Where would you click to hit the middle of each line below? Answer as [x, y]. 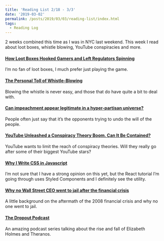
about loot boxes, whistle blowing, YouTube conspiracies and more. [73, 47]
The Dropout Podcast [27, 217]
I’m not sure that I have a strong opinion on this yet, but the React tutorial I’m [82, 174]
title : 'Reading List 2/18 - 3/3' [41, 10]
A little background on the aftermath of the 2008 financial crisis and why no [82, 201]
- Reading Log [24, 28]
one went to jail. [21, 207]
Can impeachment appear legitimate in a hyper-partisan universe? [74, 108]
